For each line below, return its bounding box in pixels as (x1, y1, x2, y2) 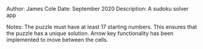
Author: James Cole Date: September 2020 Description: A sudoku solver (6, 5, 189, 12)
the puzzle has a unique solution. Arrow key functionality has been (6, 30, 174, 37)
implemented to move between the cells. (6, 36, 109, 43)
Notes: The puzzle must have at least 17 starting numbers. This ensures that (6, 24, 197, 30)
